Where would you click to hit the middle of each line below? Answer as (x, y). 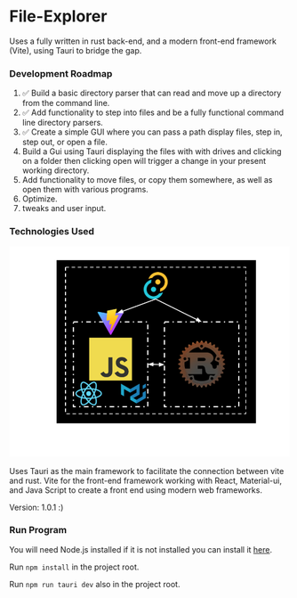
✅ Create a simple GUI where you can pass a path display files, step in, (152, 132)
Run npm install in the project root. (74, 567)
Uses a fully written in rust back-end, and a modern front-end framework (143, 41)
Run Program (38, 530)
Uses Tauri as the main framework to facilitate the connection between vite (147, 471)
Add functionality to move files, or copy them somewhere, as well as (147, 180)
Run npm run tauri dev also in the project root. (95, 584)
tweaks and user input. (64, 209)
